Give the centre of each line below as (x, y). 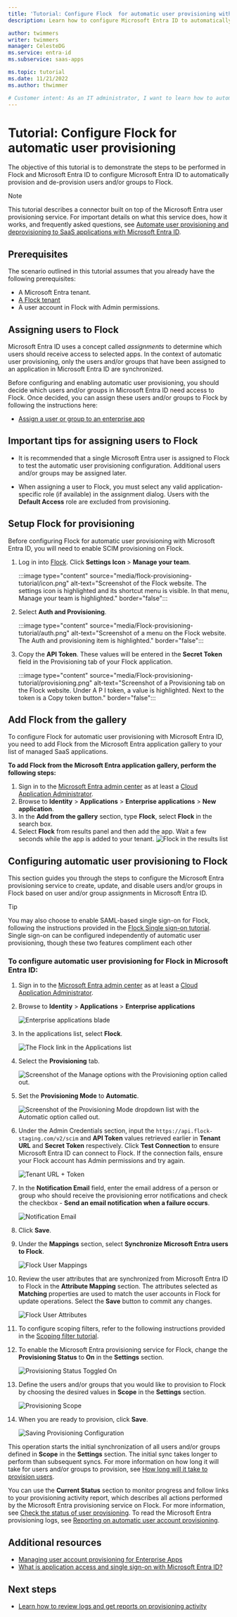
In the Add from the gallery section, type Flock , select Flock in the (115, 817)
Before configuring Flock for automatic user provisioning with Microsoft (111, 541)
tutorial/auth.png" (44, 633)
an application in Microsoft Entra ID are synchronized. (86, 369)
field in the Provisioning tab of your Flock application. (95, 661)
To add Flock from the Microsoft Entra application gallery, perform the (112, 765)
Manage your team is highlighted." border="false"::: (93, 598)
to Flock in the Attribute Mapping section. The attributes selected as (118, 1286)
